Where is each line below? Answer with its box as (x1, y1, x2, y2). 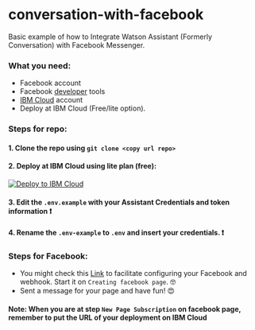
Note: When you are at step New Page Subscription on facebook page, (8, 305, 241, 314)
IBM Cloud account (19, 95, 83, 105)
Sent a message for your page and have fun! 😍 (19, 286, 175, 296)
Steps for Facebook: (8, 250, 88, 262)
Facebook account (19, 78, 82, 88)
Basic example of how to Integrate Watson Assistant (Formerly (8, 32, 213, 41)
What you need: (8, 60, 71, 71)
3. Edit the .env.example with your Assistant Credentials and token (8, 197, 230, 207)
